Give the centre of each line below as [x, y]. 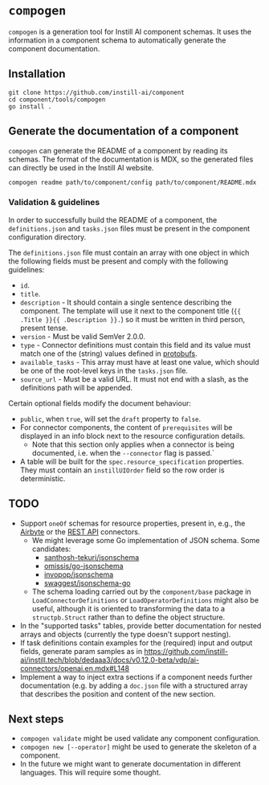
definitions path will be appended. [76, 387]
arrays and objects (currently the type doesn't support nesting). [125, 634]
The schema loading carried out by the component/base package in [141, 591]
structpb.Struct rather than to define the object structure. [128, 617]
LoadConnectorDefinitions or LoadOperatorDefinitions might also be [145, 600]
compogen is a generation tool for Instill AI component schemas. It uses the [130, 31]
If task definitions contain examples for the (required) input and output [136, 643]
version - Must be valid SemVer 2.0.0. [83, 336]
